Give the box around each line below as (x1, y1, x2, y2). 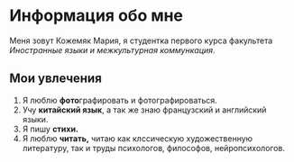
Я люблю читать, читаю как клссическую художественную (22, 132, 253, 144)
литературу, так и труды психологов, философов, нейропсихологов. (22, 142, 286, 153)
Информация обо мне (9, 5, 183, 26)
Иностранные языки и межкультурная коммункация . (9, 44, 216, 55)
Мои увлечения (9, 71, 102, 86)
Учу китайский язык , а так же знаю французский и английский (22, 104, 267, 115)
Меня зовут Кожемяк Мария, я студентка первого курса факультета (9, 35, 273, 46)
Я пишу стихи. (22, 123, 79, 134)
